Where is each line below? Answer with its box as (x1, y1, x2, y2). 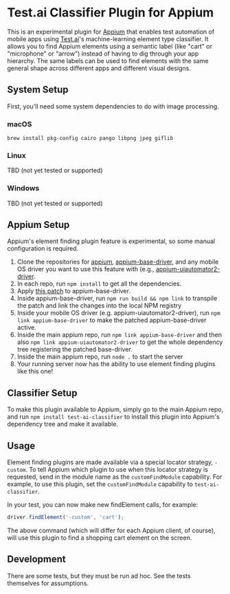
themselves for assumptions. (7, 579, 89, 587)
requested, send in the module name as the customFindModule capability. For (7, 472, 222, 481)
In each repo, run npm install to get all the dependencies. (16, 279, 182, 288)
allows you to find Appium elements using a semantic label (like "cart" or (7, 42, 213, 50)
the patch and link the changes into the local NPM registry (16, 301, 182, 310)
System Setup (7, 84, 69, 95)
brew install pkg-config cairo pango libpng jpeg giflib (7, 135, 174, 142)
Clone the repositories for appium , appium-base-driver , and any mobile (16, 258, 219, 266)
